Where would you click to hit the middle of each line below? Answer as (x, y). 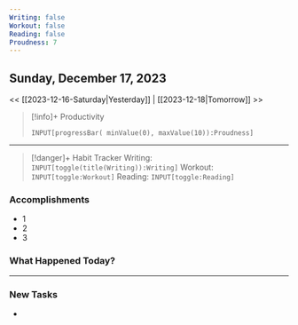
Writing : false (37, 17)
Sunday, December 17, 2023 (88, 78)
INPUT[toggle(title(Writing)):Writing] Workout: (122, 167)
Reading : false (37, 34)
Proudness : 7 (33, 42)
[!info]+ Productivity (67, 117)
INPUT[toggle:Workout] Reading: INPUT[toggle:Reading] (133, 177)
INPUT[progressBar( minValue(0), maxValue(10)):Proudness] (142, 133)
